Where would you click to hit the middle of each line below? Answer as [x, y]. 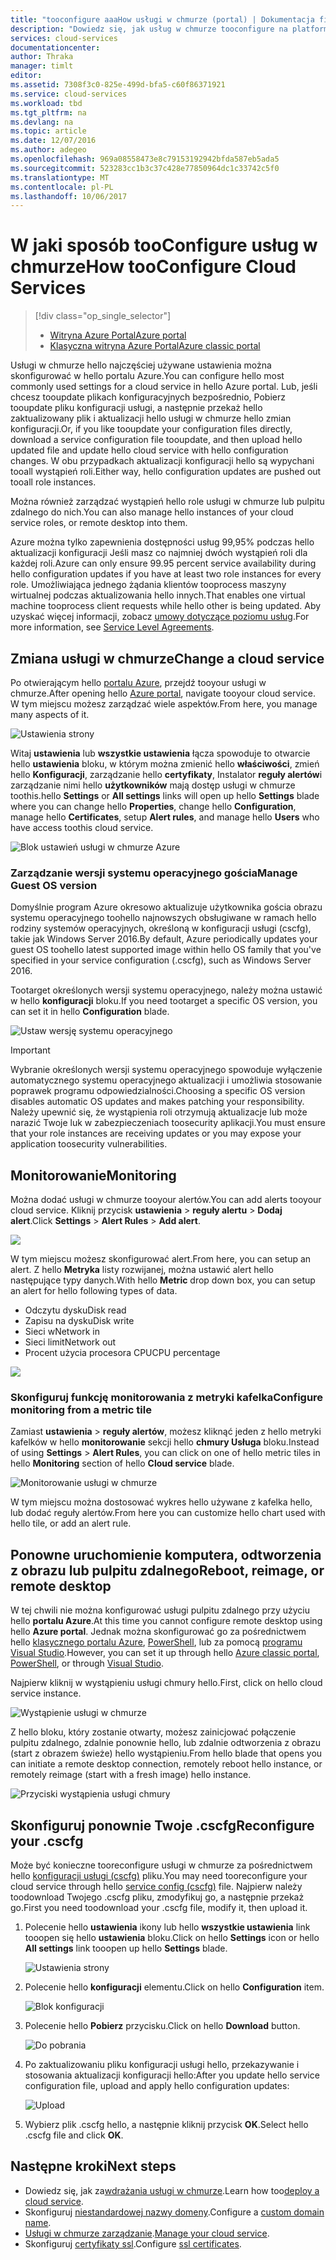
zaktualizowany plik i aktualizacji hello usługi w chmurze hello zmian [151, 418]
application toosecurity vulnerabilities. [89, 1144]
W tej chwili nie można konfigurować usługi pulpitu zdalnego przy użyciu [160, 1610]
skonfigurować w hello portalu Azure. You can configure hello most [147, 376]
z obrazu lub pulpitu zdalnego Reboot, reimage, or [167, 1570]
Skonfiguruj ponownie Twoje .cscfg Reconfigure [162, 1825]
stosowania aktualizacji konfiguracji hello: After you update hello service [172, 2075]
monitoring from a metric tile [81, 1410]
